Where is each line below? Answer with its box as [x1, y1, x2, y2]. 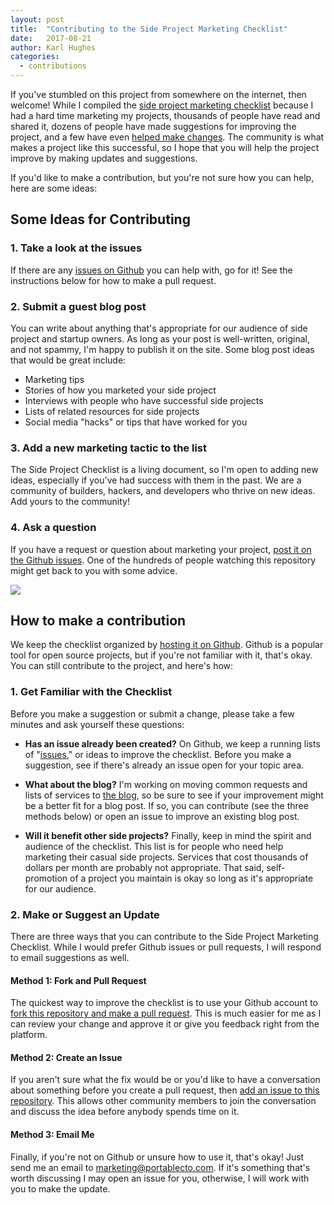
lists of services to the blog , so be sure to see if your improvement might [24, 789, 324, 801]
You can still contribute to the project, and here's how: [10, 660, 234, 672]
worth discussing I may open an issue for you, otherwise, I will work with [10, 1172, 310, 1184]
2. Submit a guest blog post [10, 299, 147, 313]
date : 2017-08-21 [10, 33, 92, 43]
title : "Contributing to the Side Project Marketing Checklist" [10, 24, 288, 34]
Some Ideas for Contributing [10, 211, 191, 228]
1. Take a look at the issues [10, 241, 143, 255]
